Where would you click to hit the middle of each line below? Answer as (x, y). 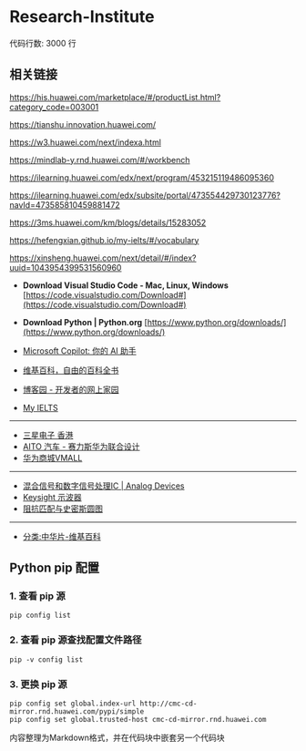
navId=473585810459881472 (65, 205)
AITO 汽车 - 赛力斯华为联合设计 (81, 446)
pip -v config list (46, 659)
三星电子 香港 (48, 435)
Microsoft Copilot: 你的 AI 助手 (79, 350)
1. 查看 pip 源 (37, 596)
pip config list (40, 616)
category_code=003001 (54, 107)
